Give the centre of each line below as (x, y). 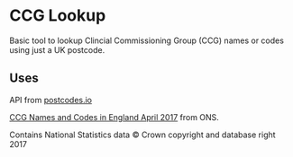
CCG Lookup (58, 16)
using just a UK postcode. (57, 49)
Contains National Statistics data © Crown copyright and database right (143, 135)
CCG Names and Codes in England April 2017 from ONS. (114, 117)
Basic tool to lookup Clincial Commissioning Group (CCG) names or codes (146, 40)
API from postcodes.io (51, 100)
